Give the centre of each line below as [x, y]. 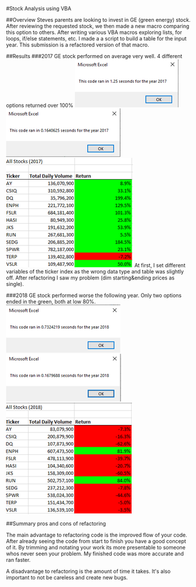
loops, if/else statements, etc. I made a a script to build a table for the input [97, 38]
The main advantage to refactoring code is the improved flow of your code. [97, 535]
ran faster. [18, 560]
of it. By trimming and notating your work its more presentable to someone [96, 547]
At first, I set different [160, 265]
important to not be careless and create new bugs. [67, 577]
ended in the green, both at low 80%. [51, 301]
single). [15, 284]
